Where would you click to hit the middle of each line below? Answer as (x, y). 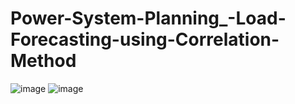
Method (43, 61)
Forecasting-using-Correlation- (145, 39)
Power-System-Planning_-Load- (148, 18)
